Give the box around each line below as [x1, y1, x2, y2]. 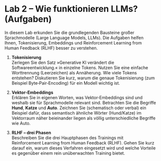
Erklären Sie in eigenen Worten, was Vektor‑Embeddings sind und [11, 94, 143, 100]
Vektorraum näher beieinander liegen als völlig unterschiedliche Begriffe [11, 115, 156, 121]
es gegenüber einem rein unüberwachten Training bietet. [11, 150, 125, 156]
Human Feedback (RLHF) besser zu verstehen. [4, 45, 98, 51]
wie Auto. [11, 120, 31, 126]
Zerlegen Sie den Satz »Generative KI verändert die [11, 59, 115, 65]
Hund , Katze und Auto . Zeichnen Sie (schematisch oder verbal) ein [11, 105, 146, 111]
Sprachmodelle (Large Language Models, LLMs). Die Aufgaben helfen [4, 35, 144, 41]
